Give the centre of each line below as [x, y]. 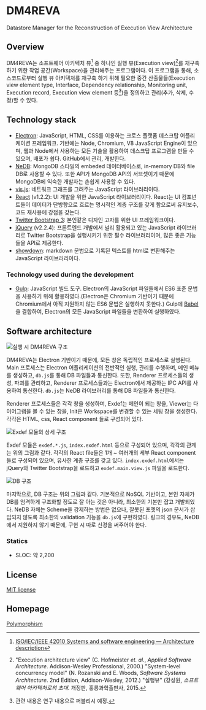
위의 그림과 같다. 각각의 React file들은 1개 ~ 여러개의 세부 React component [104, 452]
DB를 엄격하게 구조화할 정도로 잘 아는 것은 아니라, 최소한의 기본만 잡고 [90, 501]
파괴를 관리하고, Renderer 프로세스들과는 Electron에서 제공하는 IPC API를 [103, 383]
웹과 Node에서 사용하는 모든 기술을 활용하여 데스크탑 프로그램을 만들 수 [109, 150]
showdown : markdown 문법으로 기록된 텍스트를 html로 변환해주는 [95, 250]
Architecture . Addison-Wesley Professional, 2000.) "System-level [98, 666]
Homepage [28, 609]
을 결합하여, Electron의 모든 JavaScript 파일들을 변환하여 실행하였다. [98, 312]
